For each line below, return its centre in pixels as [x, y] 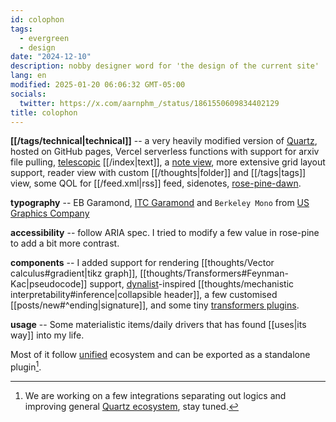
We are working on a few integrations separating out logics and [155, 396]
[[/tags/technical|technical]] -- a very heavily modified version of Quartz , [164, 141]
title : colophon [44, 112]
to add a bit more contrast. [65, 243]
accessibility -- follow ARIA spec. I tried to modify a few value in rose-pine [165, 233]
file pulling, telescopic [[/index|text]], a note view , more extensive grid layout [168, 162]
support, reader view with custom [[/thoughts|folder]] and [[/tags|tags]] [158, 173]
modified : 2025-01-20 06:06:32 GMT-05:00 [98, 85]
